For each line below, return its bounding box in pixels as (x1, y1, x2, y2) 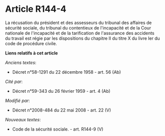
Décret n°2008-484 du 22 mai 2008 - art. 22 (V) (12, 107, 111, 113)
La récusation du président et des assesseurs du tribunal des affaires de (5, 20, 152, 26)
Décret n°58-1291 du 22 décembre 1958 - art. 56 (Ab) (12, 69, 121, 75)
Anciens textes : (5, 59, 37, 65)
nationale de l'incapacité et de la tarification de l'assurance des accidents (5, 30, 155, 36)
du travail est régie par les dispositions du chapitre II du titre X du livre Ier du (5, 35, 160, 41)
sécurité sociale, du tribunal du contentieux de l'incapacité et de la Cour (5, 25, 151, 30)
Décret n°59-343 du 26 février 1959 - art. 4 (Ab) (12, 88, 111, 94)
